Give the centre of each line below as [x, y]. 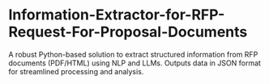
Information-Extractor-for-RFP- [117, 15]
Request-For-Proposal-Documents [128, 32]
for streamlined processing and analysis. [76, 71]
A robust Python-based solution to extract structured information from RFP [133, 54]
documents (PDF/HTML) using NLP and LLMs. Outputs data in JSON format [135, 63]
